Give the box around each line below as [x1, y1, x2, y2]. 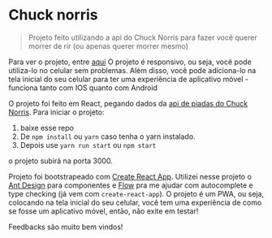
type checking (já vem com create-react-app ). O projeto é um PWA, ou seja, [8, 188, 265, 198]
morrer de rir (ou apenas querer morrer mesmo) [28, 41, 189, 50]
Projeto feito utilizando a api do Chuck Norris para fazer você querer [28, 32, 257, 42]
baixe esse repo [19, 123, 75, 132]
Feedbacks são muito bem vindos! [8, 222, 123, 232]
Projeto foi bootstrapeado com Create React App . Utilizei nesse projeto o [8, 171, 252, 181]
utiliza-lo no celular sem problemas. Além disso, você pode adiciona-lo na [8, 65, 257, 75]
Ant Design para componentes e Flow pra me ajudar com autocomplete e [8, 180, 253, 190]
